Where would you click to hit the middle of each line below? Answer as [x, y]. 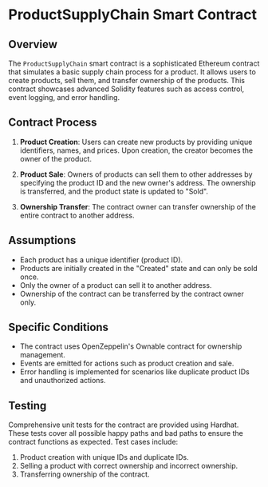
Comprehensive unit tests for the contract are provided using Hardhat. [124, 425]
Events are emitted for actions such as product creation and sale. [127, 363]
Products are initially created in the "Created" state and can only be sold [138, 268]
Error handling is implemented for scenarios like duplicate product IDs [134, 372]
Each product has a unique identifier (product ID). [101, 259]
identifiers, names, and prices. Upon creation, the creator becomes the [136, 150]
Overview [33, 44]
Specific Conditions [59, 327]
